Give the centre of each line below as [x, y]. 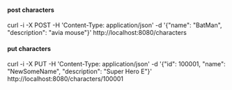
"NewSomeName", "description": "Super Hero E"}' [79, 72]
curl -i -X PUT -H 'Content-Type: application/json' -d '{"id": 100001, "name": [117, 64]
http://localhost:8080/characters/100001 [65, 79]
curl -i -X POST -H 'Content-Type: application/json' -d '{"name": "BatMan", [115, 25]
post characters [31, 10]
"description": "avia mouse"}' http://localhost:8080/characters [97, 33]
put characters [29, 48]
